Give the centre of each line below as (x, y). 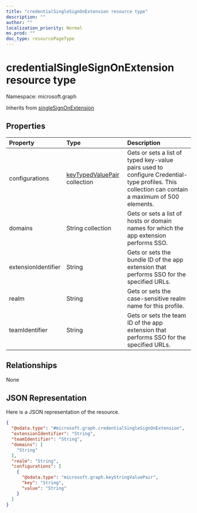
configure (140, 175)
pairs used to (145, 167)
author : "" (19, 22)
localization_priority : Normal (44, 28)
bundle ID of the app (155, 260)
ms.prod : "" (21, 33)
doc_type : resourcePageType (40, 39)
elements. (140, 204)
